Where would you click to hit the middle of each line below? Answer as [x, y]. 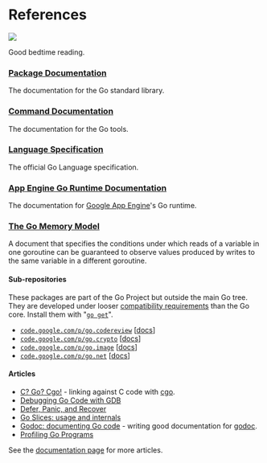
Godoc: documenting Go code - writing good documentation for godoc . [138, 426]
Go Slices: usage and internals [70, 417]
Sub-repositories [37, 280]
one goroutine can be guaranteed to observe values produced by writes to [132, 252]
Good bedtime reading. [47, 52]
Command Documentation [61, 112]
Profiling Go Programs [57, 434]
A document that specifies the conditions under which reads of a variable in [134, 244]
